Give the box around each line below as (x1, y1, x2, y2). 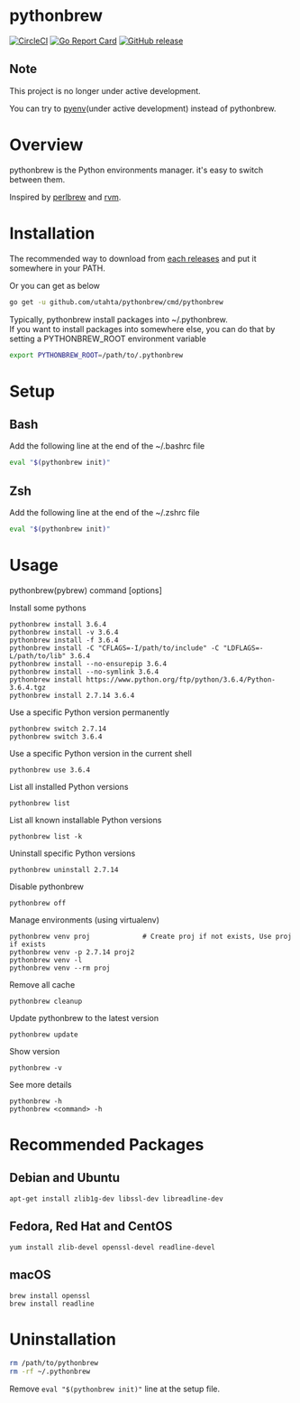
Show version (9, 1045, 60, 1056)
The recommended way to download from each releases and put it (9, 253, 257, 264)
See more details (9, 1079, 72, 1090)
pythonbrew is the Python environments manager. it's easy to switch (9, 164, 264, 175)
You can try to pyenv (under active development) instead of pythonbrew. (9, 103, 277, 114)
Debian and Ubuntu (9, 1170, 120, 1185)
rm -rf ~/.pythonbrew (9, 1367, 91, 1377)
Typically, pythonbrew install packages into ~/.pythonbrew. (9, 313, 228, 325)
